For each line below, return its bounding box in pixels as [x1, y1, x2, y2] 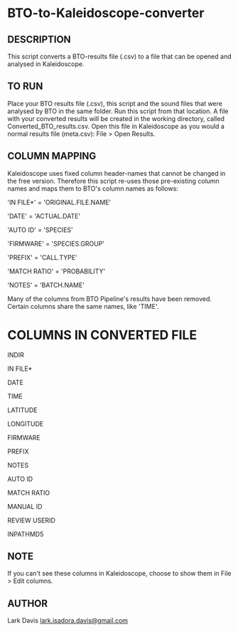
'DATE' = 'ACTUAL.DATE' [7, 211, 81, 220]
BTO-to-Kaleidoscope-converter [7, 5, 205, 21]
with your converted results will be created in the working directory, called [7, 114, 225, 122]
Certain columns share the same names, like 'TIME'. [7, 302, 159, 310]
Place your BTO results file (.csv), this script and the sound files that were [7, 99, 222, 107]
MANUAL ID [7, 502, 43, 510]
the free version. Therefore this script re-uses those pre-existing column [7, 177, 220, 185]
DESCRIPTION [7, 33, 71, 46]
